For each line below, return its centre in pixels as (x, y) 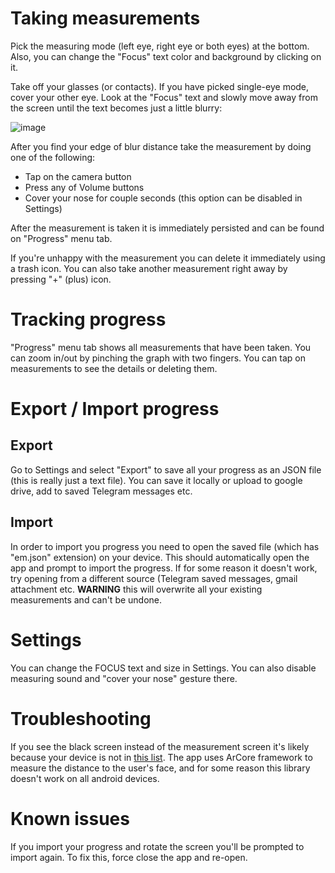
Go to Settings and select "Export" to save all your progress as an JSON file (166, 469)
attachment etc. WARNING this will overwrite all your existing (136, 589)
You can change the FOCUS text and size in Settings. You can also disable (163, 668)
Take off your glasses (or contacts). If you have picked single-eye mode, (160, 86)
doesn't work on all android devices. (85, 778)
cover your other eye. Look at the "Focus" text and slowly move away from (164, 97)
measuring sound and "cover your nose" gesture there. (124, 678)
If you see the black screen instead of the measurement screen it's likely (160, 746)
